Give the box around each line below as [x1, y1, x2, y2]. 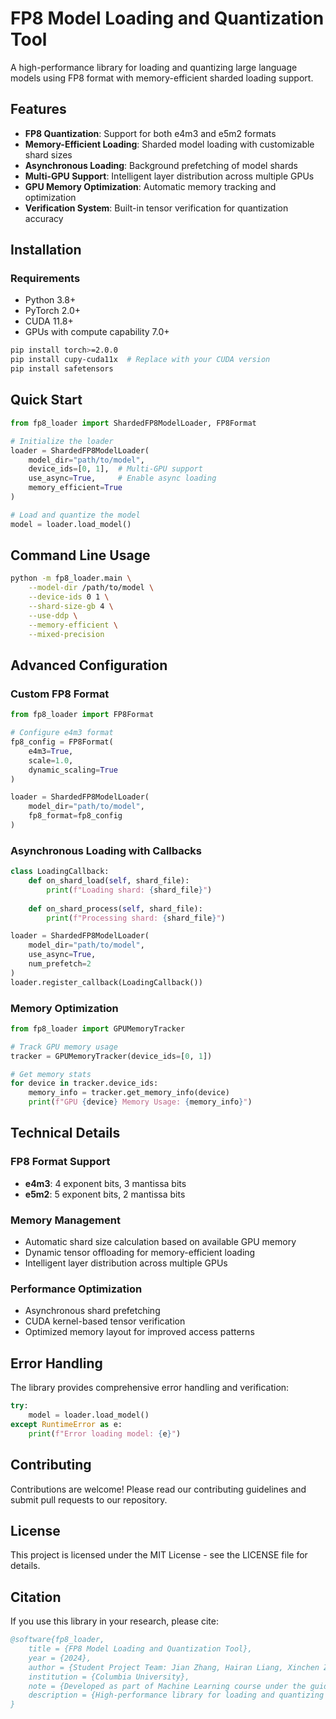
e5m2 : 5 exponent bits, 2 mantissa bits [24, 1188, 186, 1200]
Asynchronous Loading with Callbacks [10, 843, 202, 857]
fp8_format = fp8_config [28, 811, 123, 821]
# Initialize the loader [10, 436, 114, 446]
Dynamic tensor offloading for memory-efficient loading [24, 1247, 256, 1259]
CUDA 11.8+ [24, 315, 74, 327]
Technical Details [10, 1125, 121, 1142]
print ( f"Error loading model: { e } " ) [28, 1428, 182, 1439]
